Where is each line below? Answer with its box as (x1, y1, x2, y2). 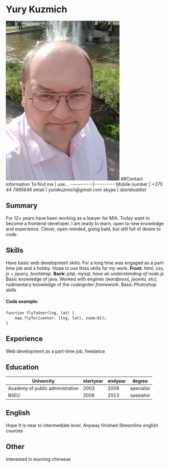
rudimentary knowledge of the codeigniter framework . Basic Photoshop (6, 281, 157, 287)
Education (6, 363, 39, 371)
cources (6, 428, 23, 434)
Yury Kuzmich (6, 4, 67, 15)
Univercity (32, 378, 55, 384)
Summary (6, 201, 38, 210)
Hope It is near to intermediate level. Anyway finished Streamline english (6, 422, 159, 428)
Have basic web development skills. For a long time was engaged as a (6, 260, 154, 266)
